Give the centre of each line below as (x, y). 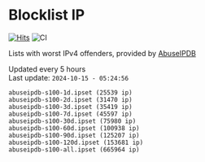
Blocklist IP (47, 15)
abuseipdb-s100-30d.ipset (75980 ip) (72, 121)
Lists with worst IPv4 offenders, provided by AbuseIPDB (102, 53)
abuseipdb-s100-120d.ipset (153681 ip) (76, 142)
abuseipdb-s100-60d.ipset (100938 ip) (74, 128)
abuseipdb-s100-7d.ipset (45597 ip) (70, 114)
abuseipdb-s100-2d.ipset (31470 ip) (70, 99)
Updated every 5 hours (47, 69)
